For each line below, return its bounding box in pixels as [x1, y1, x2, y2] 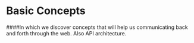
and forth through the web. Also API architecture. [6, 29, 127, 37]
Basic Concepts [6, 4, 86, 18]
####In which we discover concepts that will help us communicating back [6, 24, 189, 31]
